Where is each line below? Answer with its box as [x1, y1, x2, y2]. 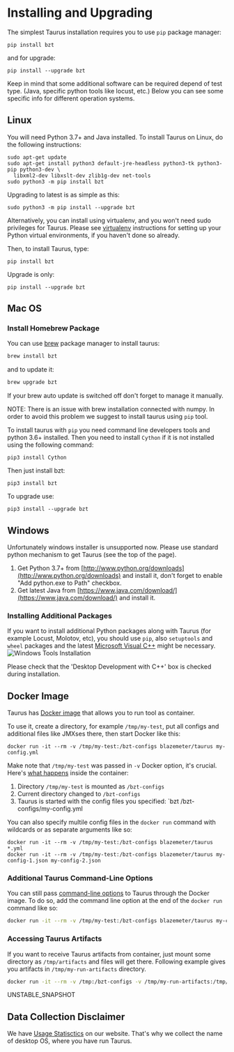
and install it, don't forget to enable [122, 572, 223, 579]
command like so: [7, 904, 58, 913]
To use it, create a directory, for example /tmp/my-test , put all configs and [7, 722, 219, 731]
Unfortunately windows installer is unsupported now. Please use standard [7, 543, 219, 551]
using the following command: [7, 441, 94, 449]
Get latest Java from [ [17, 586, 80, 594]
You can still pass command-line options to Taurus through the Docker [7, 889, 210, 897]
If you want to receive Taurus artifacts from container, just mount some [7, 950, 211, 958]
